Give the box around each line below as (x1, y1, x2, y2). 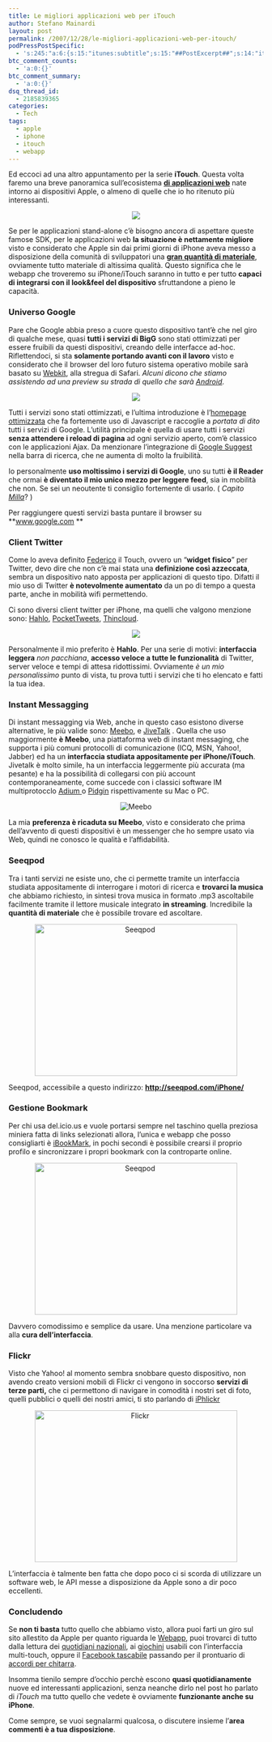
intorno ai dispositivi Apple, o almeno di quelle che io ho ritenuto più (8, 187, 235, 197)
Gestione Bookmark (8, 1103, 88, 1114)
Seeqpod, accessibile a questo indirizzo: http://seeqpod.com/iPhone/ (8, 1082, 244, 1092)
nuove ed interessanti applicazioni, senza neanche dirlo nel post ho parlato (8, 1683, 259, 1693)
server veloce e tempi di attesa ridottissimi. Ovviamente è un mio (8, 661, 225, 671)
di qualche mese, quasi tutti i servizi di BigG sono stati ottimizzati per (8, 334, 240, 343)
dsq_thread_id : (8, 87, 60, 96)
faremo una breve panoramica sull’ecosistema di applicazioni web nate (8, 178, 247, 188)
